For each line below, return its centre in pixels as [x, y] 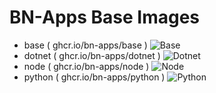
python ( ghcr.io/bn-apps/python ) [94, 77]
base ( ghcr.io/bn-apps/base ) [85, 45]
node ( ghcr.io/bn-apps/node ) [86, 66]
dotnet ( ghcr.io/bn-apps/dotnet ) [92, 55]
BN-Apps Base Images [105, 17]
